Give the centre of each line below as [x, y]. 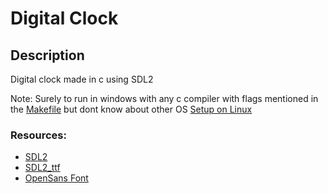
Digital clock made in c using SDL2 [82, 79]
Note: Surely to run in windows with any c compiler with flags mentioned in [164, 98]
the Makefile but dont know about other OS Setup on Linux [131, 109]
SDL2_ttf [42, 168]
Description [47, 55]
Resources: [38, 135]
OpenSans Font [56, 178]
